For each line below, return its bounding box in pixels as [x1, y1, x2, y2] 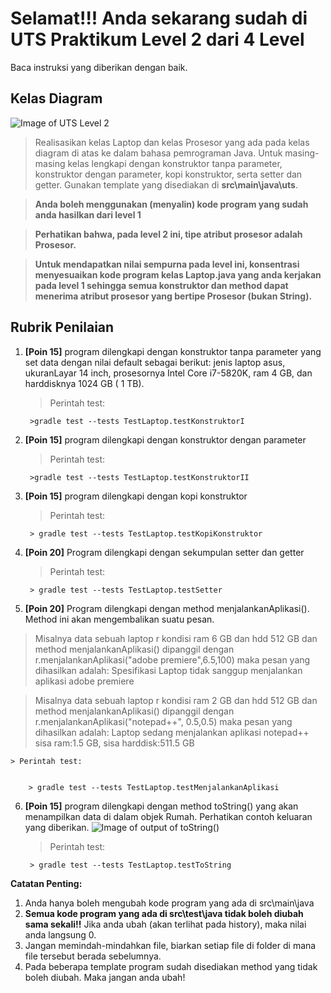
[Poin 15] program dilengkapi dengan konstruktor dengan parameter [24, 433, 307, 446]
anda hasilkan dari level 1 [34, 208, 142, 221]
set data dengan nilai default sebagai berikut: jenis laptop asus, [24, 356, 286, 368]
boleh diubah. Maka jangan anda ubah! [24, 971, 186, 983]
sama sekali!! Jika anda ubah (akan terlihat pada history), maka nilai [24, 918, 307, 930]
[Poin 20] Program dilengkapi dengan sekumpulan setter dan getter [24, 546, 305, 558]
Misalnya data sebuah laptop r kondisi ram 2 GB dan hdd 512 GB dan [34, 694, 318, 706]
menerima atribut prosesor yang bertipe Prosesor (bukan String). [34, 290, 313, 302]
